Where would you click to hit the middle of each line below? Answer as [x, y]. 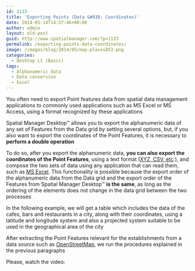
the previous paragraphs [36, 250]
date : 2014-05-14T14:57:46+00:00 [47, 22]
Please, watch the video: [36, 262]
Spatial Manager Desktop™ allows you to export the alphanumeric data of [94, 123]
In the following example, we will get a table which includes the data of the [95, 208]
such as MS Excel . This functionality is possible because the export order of [97, 172]
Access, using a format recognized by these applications [74, 111]
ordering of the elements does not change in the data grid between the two [97, 190]
